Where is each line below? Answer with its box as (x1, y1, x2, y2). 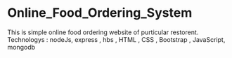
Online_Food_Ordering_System (7, 5, 193, 21)
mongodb (7, 43, 36, 51)
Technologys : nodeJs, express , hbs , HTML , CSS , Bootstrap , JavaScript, (7, 35, 226, 43)
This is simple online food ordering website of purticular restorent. (7, 28, 199, 36)
